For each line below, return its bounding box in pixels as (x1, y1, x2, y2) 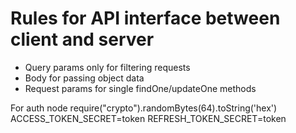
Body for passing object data (24, 72, 145, 84)
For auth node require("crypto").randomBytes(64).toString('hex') (10, 102, 278, 114)
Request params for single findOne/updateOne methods (24, 82, 257, 94)
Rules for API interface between (10, 7, 281, 30)
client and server (10, 28, 155, 51)
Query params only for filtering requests (24, 61, 191, 73)
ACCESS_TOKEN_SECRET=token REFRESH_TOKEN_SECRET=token (10, 112, 287, 124)
